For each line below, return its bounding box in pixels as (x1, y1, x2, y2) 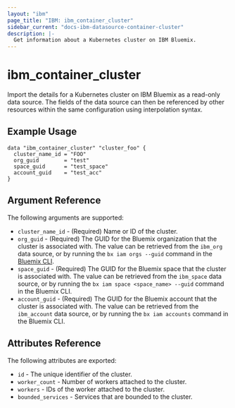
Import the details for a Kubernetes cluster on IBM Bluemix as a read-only (7, 90, 220, 99)
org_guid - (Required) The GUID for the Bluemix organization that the (17, 234, 217, 243)
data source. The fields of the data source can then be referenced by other (7, 98, 225, 107)
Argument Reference (7, 195, 101, 207)
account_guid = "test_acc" (13, 169, 102, 176)
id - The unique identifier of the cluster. (17, 370, 132, 378)
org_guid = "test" (13, 157, 90, 164)
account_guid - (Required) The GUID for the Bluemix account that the (17, 294, 217, 303)
